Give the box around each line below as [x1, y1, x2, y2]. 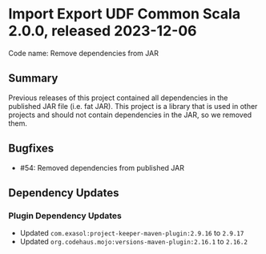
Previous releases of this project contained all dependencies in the [8, 93, 228, 103]
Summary [8, 71, 58, 85]
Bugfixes [8, 142, 54, 155]
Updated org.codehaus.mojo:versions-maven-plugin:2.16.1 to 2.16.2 [19, 237, 248, 247]
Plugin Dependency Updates [8, 210, 122, 221]
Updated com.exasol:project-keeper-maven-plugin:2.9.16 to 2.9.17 [19, 228, 244, 238]
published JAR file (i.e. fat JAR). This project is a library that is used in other [8, 101, 258, 111]
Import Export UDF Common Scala [8, 5, 241, 23]
